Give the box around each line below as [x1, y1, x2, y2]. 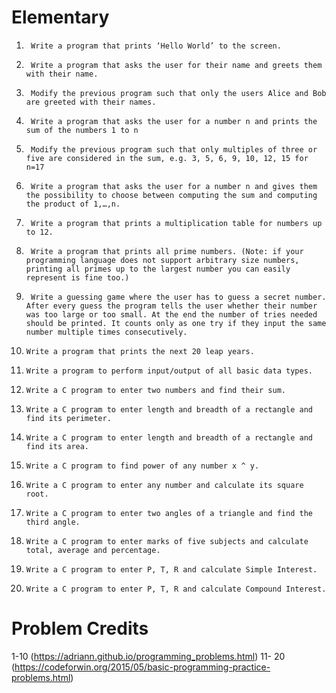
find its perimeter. [25, 413, 112, 423]
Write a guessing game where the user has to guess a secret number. [30, 292, 327, 302]
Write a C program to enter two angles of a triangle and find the [25, 508, 313, 518]
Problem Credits [11, 617, 149, 640]
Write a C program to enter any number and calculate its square [25, 480, 304, 490]
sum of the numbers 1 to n [25, 125, 139, 135]
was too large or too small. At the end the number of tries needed [25, 309, 318, 320]
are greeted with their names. [25, 97, 157, 107]
